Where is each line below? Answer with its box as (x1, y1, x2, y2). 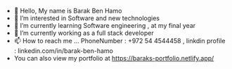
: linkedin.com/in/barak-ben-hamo (13, 47, 114, 55)
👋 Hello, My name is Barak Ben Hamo (13, 7, 122, 15)
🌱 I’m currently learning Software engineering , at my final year (13, 22, 196, 29)
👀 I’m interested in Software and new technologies (13, 14, 160, 22)
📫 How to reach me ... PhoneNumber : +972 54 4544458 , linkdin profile (13, 37, 226, 45)
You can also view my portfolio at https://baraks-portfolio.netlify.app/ (13, 54, 214, 62)
